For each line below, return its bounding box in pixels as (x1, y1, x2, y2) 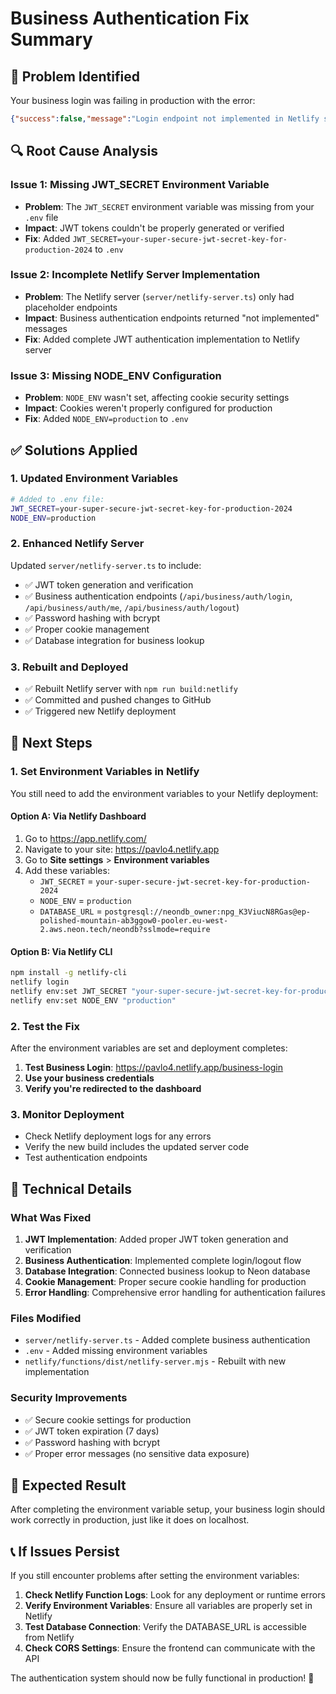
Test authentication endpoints (24, 1152, 148, 1164)
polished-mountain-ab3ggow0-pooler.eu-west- (39, 915, 229, 926)
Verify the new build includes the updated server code (24, 1141, 250, 1153)
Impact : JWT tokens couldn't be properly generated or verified (24, 222, 285, 234)
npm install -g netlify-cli (10, 968, 128, 978)
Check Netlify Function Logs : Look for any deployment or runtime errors (24, 1589, 326, 1601)
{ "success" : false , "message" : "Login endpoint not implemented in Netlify (10, 114, 320, 124)
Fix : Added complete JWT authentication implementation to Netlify (24, 333, 300, 345)
